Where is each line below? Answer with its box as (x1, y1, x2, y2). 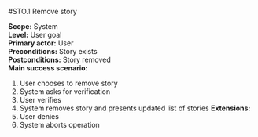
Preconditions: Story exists (8, 47, 98, 56)
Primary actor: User (8, 38, 74, 48)
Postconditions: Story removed (8, 55, 112, 64)
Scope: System (8, 22, 58, 31)
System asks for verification (19, 87, 111, 96)
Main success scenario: (8, 63, 88, 73)
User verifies (19, 96, 61, 104)
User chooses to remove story (19, 78, 118, 88)
